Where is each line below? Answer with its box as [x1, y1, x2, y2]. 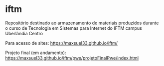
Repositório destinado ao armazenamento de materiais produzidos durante [5, 20, 159, 26]
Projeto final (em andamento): [5, 50, 66, 56]
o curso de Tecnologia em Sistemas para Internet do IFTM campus [5, 25, 142, 31]
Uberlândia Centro [5, 30, 43, 36]
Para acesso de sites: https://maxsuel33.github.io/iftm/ [5, 40, 118, 46]
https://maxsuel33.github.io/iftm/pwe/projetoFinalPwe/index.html [5, 55, 139, 61]
